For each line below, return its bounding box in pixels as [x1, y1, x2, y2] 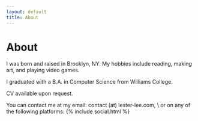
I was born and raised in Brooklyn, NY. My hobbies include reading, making [6, 60, 192, 67]
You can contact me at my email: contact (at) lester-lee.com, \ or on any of [6, 102, 191, 109]
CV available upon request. [6, 90, 73, 97]
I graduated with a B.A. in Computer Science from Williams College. [6, 78, 173, 85]
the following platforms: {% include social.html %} [6, 108, 130, 115]
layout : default [6, 8, 47, 15]
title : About [6, 14, 39, 20]
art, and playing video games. [6, 67, 80, 74]
